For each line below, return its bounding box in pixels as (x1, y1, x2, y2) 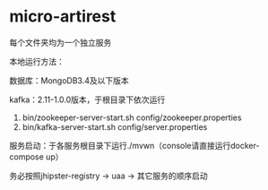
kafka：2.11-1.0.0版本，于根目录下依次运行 (9, 94, 166, 105)
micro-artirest (9, 6, 117, 27)
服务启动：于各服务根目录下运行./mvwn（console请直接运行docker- (9, 140, 260, 151)
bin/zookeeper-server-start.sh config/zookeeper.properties (22, 112, 242, 123)
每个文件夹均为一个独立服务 (9, 37, 112, 47)
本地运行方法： (9, 56, 65, 66)
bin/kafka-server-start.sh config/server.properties (22, 121, 208, 132)
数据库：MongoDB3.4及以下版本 (9, 74, 129, 86)
